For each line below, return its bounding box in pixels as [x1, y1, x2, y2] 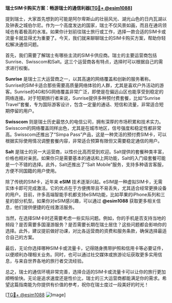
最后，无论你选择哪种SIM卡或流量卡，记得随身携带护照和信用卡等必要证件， [5, 245, 166, 251]
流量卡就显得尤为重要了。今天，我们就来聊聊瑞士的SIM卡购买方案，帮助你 [5, 35, 162, 41]
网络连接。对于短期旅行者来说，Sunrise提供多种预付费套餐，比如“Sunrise [5, 95, 160, 101]
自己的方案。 [9, 235, 37, 240]
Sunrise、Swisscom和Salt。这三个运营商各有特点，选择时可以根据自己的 [5, 59, 159, 64]
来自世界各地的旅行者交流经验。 [18, 258, 86, 264]
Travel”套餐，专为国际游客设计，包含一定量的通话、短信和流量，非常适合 [5, 102, 160, 107]
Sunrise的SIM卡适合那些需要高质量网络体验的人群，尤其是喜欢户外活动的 [5, 82, 160, 88]
